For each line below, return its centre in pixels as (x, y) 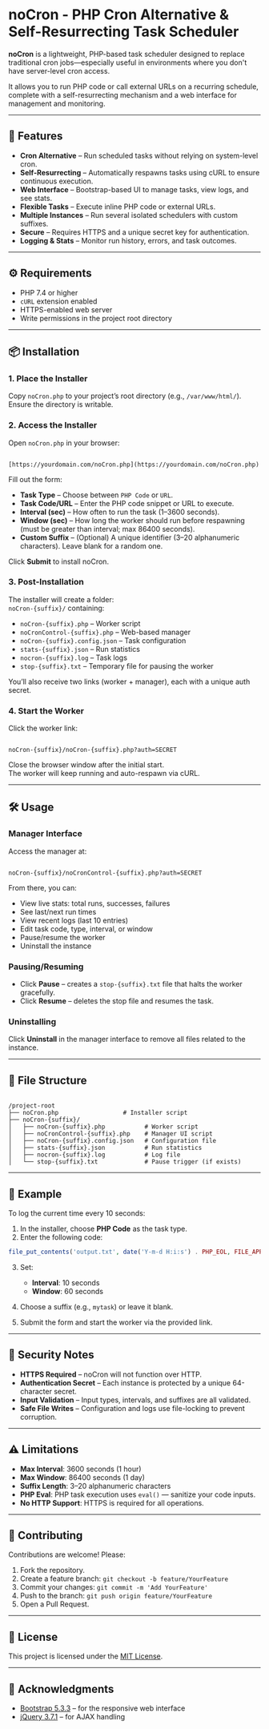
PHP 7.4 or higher (49, 292)
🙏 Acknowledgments (61, 1689)
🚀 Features (36, 137)
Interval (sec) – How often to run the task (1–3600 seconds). (120, 512)
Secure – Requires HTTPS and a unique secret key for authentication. (134, 232)
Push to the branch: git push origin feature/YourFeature (116, 1596)
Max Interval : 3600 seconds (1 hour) (80, 1469)
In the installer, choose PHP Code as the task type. (104, 1229)
